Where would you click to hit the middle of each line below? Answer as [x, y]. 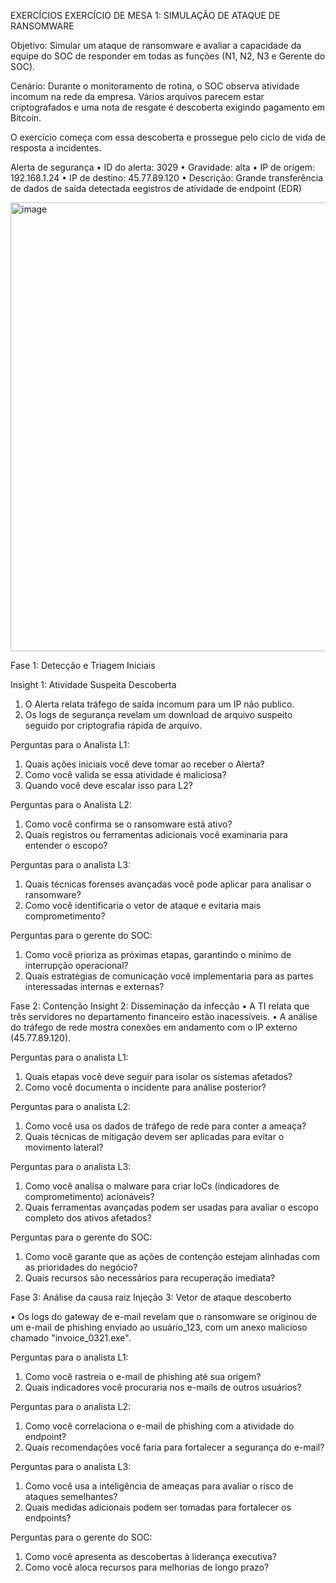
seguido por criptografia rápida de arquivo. [113, 725]
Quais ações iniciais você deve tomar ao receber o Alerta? [144, 764]
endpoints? [48, 1518]
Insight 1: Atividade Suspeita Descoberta [93, 684]
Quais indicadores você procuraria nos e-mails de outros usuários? [163, 1387]
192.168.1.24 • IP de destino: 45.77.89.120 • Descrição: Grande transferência [167, 178]
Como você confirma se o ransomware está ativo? [128, 824]
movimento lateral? [64, 1147]
